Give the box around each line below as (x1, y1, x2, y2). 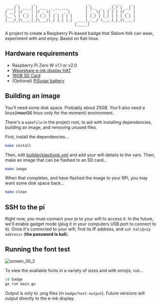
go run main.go (5, 281, 36, 286)
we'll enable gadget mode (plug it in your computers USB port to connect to (5, 221, 157, 227)
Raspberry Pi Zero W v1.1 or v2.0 (12, 62, 77, 68)
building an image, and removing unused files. (5, 124, 97, 130)
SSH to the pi (5, 203, 45, 211)
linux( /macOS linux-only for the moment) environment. (5, 110, 114, 116)
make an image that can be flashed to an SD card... (5, 157, 108, 163)
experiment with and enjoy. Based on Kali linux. (5, 35, 99, 41)
